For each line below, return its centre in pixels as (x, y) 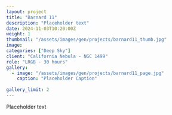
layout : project (26, 12)
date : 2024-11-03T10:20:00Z (41, 28)
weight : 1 (19, 34)
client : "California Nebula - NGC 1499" (57, 56)
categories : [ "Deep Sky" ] (38, 51)
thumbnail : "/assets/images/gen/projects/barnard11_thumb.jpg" (87, 40)
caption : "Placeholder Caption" (57, 78)
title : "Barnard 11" (32, 17)
